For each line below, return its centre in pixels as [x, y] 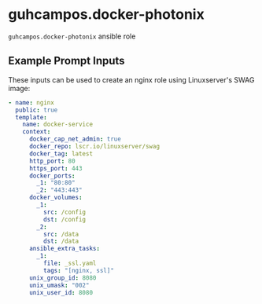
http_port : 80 [52, 161]
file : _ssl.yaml [70, 263]
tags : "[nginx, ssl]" [78, 270]
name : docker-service [57, 125]
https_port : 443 [55, 168]
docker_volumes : [55, 198]
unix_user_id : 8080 [61, 292]
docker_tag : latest [61, 154]
